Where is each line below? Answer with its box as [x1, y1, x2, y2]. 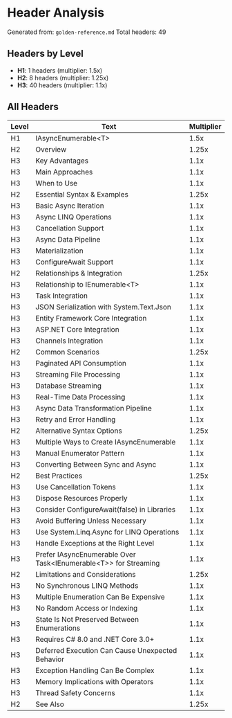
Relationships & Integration [35, 268, 122, 278]
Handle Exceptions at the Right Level [35, 538, 155, 548]
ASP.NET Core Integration [35, 324, 119, 334]
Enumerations [35, 623, 81, 633]
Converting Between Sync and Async [35, 459, 157, 469]
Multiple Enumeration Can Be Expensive [35, 592, 166, 602]
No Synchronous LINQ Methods [35, 580, 139, 590]
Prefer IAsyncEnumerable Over [35, 549, 136, 559]
